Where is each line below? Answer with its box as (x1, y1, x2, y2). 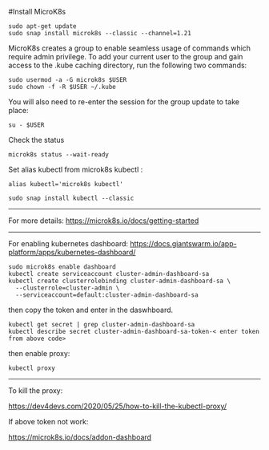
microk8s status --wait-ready (8, 151, 110, 159)
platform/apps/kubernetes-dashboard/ (8, 248, 136, 257)
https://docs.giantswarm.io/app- (129, 239, 238, 248)
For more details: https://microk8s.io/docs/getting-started (8, 216, 199, 225)
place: (8, 106, 30, 115)
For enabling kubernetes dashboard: (8, 239, 129, 248)
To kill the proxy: (8, 386, 63, 395)
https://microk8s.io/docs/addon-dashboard (8, 432, 152, 442)
